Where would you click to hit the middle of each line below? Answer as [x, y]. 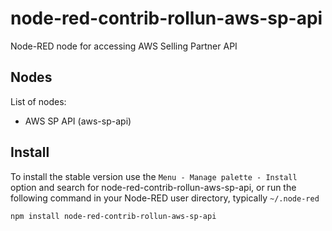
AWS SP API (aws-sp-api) [78, 121]
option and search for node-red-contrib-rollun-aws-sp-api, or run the [153, 187]
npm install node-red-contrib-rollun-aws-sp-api [113, 216]
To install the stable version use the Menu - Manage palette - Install [154, 176]
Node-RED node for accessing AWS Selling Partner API [124, 46]
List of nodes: [38, 101]
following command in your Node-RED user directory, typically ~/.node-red [165, 198]
